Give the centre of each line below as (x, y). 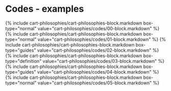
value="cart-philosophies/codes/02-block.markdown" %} (98, 50)
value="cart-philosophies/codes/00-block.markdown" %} (99, 28)
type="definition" (23, 61)
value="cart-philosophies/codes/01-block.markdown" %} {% (102, 39)
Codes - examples (45, 9)
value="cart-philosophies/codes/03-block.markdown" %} (104, 61)
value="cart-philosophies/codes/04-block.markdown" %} (98, 72)
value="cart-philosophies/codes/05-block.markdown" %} (99, 83)
